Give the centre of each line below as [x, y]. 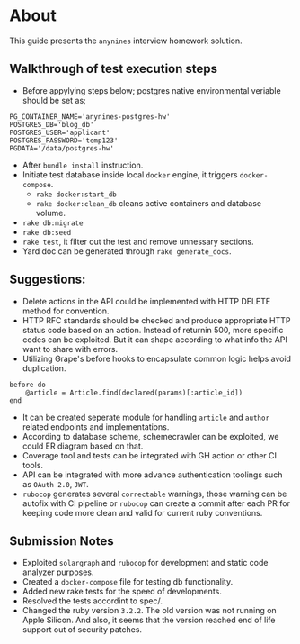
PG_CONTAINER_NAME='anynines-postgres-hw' [90, 117]
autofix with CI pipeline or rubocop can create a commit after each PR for [156, 503]
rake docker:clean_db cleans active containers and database [149, 203]
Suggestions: [48, 280]
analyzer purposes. [58, 572]
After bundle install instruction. [83, 165]
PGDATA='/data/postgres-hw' [62, 148]
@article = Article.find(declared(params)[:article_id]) [134, 393]
